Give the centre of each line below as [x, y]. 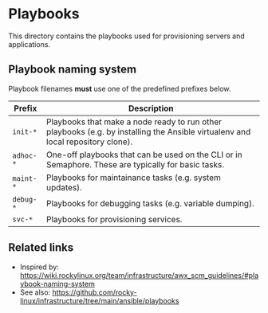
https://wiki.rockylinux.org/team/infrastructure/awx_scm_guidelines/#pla [139, 275]
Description [151, 108]
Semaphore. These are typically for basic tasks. [136, 164]
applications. [29, 44]
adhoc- [25, 155]
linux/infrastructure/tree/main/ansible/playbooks [99, 300]
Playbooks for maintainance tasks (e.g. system [134, 178]
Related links [41, 248]
